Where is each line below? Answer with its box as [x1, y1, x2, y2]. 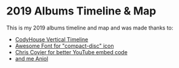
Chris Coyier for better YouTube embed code [15, 48, 128, 55]
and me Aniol [15, 55, 49, 62]
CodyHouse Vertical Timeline [15, 36, 89, 43]
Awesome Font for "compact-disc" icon [15, 42, 114, 49]
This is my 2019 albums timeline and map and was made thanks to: [6, 24, 174, 31]
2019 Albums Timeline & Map [6, 4, 157, 18]
